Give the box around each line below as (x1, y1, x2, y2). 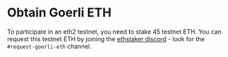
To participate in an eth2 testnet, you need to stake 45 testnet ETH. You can (7, 27, 222, 36)
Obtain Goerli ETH (7, 5, 112, 21)
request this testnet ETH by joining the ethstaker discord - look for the (7, 34, 205, 43)
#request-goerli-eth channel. (7, 42, 92, 50)
